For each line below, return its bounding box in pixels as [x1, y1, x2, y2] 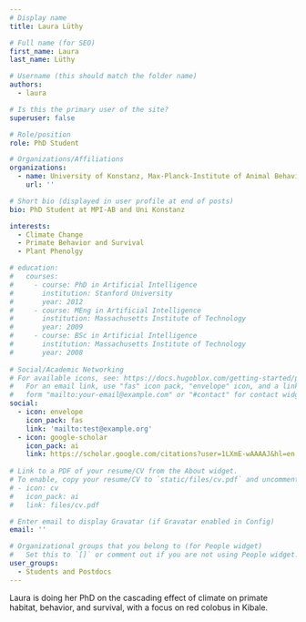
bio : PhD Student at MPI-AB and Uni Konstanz [9, 205, 185, 214]
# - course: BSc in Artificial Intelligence [9, 331, 198, 341]
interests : [9, 221, 51, 230]
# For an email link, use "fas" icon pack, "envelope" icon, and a [9, 382, 280, 392]
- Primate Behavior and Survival [17, 239, 145, 248]
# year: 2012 [9, 297, 84, 306]
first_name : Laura [9, 46, 79, 56]
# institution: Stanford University [9, 289, 173, 298]
